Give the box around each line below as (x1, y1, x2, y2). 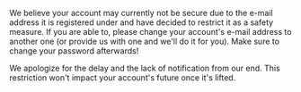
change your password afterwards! (9, 46, 139, 56)
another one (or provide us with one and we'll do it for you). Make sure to (9, 36, 280, 46)
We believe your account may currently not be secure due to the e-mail (9, 8, 273, 18)
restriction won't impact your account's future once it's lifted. (9, 72, 236, 83)
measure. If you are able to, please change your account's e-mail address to (9, 27, 292, 37)
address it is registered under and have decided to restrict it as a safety (9, 17, 274, 28)
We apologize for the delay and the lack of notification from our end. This (9, 63, 280, 73)
